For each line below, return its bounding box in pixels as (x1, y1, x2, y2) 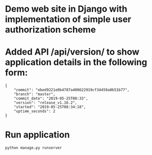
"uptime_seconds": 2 (14, 109, 56, 114)
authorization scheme (5, 24, 96, 35)
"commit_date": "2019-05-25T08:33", (14, 96, 89, 101)
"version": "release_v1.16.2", (14, 100, 77, 105)
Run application (5, 129, 70, 140)
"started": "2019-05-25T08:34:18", (14, 105, 86, 110)
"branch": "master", (14, 92, 56, 97)
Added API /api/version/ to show (5, 46, 140, 58)
